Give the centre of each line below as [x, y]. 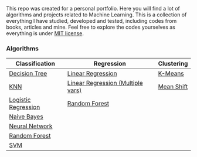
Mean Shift [173, 87]
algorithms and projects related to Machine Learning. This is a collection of [96, 15]
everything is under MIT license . [45, 33]
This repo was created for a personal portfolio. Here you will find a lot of [93, 8]
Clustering [173, 64]
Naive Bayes [26, 117]
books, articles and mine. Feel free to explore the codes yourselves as [91, 27]
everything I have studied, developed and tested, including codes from [91, 21]
